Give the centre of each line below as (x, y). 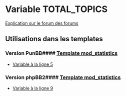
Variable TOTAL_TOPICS (56, 9)
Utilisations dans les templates (54, 39)
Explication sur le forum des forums (42, 23)
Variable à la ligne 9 (33, 88)
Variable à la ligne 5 (33, 64)
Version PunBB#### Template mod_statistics (61, 53)
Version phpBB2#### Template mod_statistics (63, 77)
